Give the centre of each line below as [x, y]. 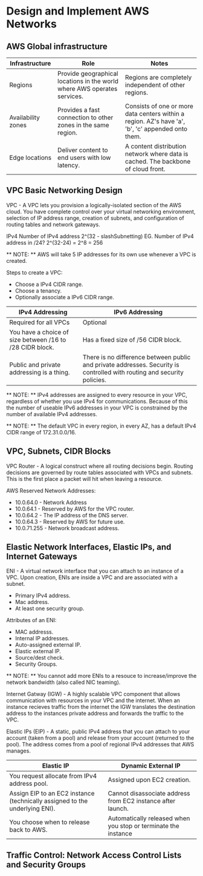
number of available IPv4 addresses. [52, 414]
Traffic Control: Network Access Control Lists [94, 855]
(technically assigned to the [49, 801]
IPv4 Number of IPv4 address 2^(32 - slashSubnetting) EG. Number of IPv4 [100, 236]
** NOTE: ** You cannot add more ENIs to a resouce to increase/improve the [101, 676]
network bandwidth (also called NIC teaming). [63, 682]
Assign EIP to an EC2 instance [52, 794]
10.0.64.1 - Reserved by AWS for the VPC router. [75, 509]
